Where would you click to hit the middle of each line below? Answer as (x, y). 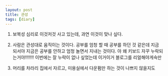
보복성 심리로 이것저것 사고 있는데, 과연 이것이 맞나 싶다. (68, 34)
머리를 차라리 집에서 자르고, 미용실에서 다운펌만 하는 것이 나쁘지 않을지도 (84, 68)
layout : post (19, 10)
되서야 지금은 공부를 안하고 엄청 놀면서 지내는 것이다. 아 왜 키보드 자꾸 (81, 51)
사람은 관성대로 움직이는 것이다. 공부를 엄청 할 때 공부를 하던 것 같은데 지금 (86, 45)
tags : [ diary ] (20, 19)
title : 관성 (17, 15)
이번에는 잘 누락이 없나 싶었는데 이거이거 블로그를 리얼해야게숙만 (98, 57)
